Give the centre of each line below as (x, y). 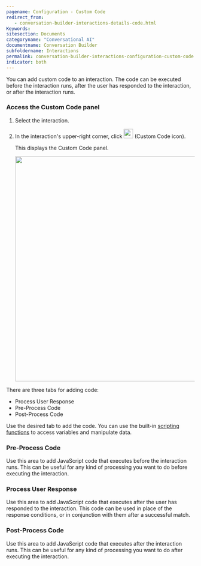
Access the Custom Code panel (53, 107)
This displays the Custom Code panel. (62, 148)
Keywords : (19, 29)
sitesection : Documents (36, 34)
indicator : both (26, 62)
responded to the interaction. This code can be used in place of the (89, 508)
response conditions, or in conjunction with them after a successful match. (98, 515)
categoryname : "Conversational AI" (51, 40)
